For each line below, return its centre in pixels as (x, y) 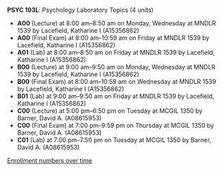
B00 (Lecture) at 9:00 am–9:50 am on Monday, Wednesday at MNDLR (116, 67)
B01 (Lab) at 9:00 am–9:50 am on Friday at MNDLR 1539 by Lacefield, (116, 96)
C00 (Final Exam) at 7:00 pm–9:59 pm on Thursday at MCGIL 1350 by (115, 125)
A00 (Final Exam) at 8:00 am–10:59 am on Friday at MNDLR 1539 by (113, 38)
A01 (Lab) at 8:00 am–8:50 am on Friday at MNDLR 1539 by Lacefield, (116, 52)
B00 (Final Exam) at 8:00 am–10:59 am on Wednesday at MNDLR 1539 (116, 81)
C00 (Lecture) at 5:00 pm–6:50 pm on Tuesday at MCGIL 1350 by (110, 111)
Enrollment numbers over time (50, 160)
